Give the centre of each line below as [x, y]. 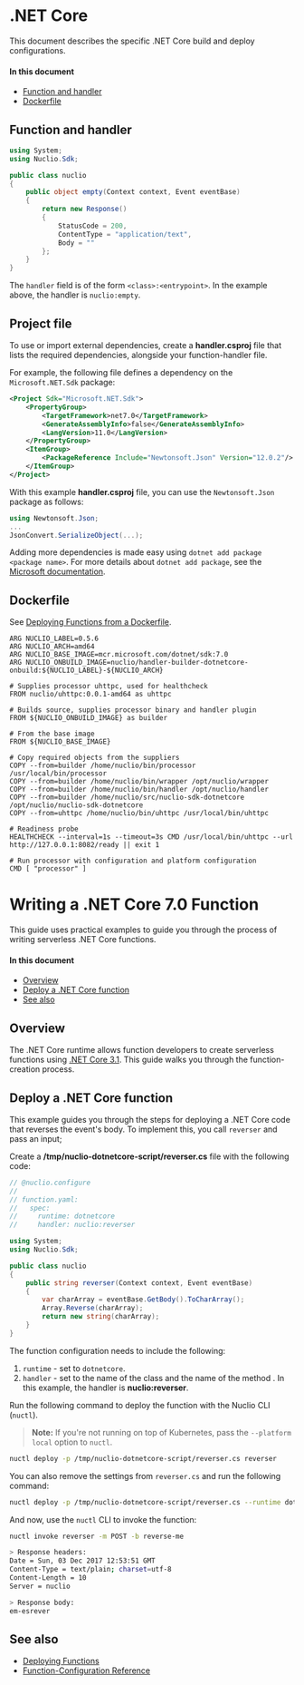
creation [25, 1069]
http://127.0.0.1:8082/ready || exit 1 [85, 845]
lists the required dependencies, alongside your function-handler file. [138, 356]
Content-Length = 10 [48, 1578]
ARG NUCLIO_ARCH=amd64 [52, 647]
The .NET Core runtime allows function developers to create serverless [142, 1050]
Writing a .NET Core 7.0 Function [134, 905]
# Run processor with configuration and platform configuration [133, 861]
